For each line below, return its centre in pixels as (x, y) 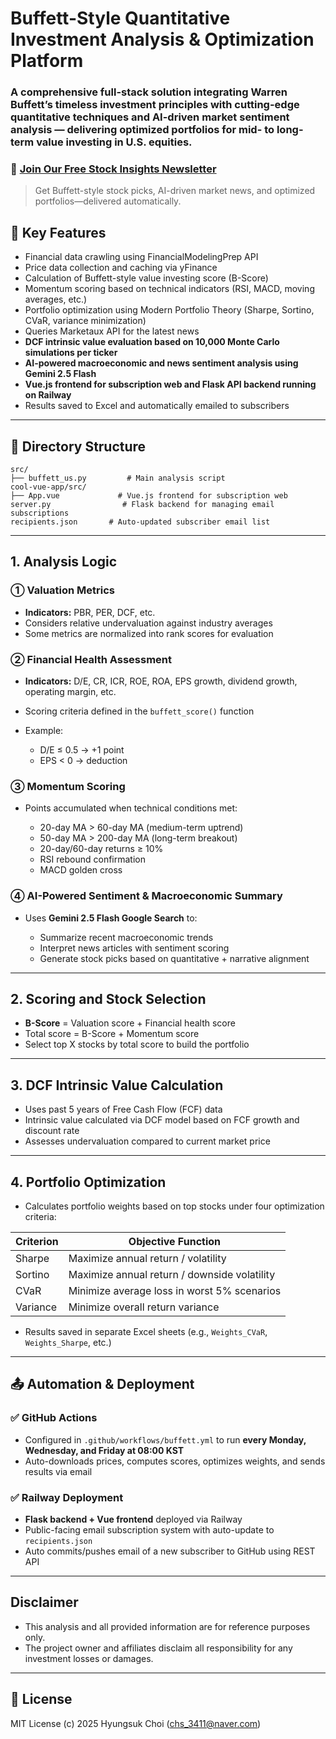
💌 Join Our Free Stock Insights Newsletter (113, 169)
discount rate (52, 1131)
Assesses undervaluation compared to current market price (147, 1141)
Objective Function (175, 1242)
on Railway (48, 395)
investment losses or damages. (89, 1658)
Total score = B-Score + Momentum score (112, 1034)
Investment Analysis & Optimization (162, 39)
